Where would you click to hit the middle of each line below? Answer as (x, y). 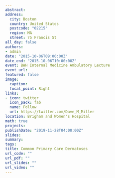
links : (12, 93)
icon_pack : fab (25, 103)
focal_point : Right (30, 89)
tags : (11, 144)
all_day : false (21, 42)
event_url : (16, 70)
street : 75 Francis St (33, 38)
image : (12, 79)
